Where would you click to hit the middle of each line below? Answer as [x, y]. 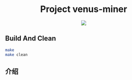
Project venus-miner [84, 9]
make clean [16, 54]
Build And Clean [31, 38]
